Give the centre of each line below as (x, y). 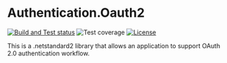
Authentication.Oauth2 (76, 13)
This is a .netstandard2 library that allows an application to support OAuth (114, 45)
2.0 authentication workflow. (48, 53)
